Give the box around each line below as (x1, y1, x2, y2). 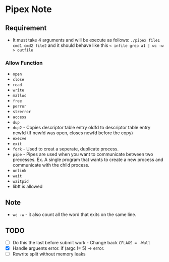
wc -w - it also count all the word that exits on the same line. (12, 212, 137, 218)
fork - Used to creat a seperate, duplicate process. (12, 146, 119, 152)
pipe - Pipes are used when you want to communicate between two (12, 151, 153, 158)
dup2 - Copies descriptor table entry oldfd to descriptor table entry (12, 125, 151, 131)
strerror (12, 110, 31, 115)
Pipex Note (5, 4, 52, 15)
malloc (12, 93, 27, 98)
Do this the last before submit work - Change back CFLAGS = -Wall (12, 239, 151, 245)
